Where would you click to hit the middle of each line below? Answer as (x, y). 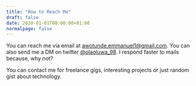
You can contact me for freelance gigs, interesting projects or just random (98, 70)
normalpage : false (29, 29)
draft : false (23, 17)
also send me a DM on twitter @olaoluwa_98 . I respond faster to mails (93, 52)
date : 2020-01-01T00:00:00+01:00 (48, 23)
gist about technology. (34, 76)
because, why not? (30, 58)
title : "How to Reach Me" (38, 12)
